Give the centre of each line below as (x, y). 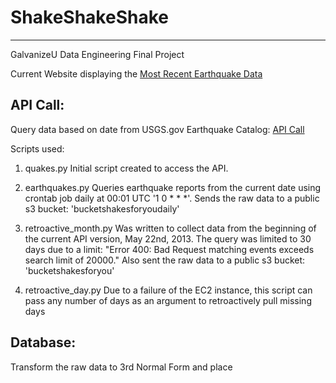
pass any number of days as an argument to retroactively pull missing (168, 300)
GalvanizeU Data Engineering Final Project (97, 54)
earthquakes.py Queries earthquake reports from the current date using (173, 187)
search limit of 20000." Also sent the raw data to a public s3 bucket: (165, 260)
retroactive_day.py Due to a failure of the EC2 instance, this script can (168, 290)
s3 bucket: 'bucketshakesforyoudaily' (102, 208)
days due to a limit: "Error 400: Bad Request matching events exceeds (169, 249)
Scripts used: (37, 148)
